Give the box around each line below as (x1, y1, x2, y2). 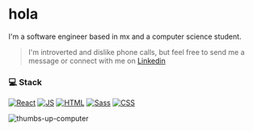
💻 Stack (8, 76, 43, 87)
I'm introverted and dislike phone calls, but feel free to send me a (27, 47, 245, 57)
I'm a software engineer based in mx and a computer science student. (8, 32, 242, 41)
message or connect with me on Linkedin (27, 56, 166, 65)
